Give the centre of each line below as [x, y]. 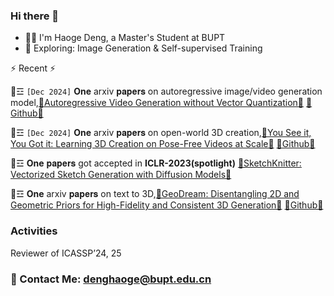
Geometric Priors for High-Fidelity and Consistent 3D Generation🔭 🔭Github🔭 [167, 205]
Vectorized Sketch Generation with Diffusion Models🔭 [121, 175]
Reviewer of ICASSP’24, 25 [66, 253]
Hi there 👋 [35, 16]
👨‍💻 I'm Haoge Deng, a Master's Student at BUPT [125, 38]
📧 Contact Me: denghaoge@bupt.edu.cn [111, 279]
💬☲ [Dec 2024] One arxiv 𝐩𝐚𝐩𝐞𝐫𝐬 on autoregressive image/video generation [166, 91]
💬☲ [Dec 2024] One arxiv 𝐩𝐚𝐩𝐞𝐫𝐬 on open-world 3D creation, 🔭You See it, [161, 133]
